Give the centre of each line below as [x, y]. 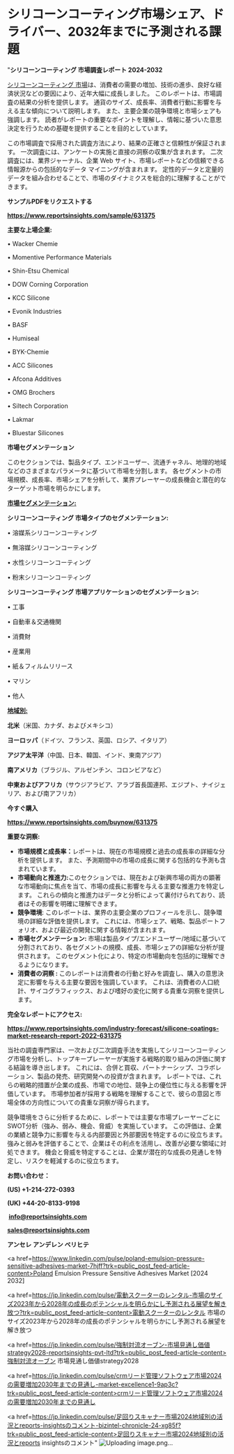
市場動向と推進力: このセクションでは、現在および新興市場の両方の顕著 [119, 877]
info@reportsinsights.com [48, 1216]
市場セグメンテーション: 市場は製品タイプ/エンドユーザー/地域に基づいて [122, 938]
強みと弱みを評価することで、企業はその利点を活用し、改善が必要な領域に [114, 1143]
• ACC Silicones [30, 365]
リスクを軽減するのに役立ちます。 [74, 1160]
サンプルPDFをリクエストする [50, 201]
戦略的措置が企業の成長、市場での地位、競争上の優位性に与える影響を [120, 1084]
